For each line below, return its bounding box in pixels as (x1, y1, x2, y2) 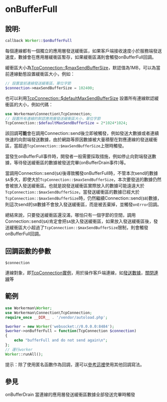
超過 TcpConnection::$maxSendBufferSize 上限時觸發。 (18, 143, 127, 149)
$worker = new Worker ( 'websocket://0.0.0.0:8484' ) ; (5, 324, 114, 329)
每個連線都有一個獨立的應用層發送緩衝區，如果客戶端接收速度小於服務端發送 (5, 47, 162, 53)
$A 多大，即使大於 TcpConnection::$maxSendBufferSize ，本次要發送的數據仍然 (5, 176, 162, 183)
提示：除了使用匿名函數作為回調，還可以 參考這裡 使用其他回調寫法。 (5, 361, 145, 368)
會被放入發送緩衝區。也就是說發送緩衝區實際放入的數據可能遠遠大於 (5, 183, 145, 189)
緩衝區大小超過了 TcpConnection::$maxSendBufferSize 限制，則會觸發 (9, 225, 149, 231)
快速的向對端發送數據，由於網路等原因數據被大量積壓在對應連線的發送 (5, 136, 149, 143)
